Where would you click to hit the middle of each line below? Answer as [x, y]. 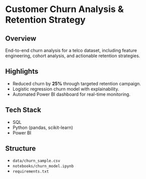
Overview [21, 38]
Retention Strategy [45, 20]
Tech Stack [23, 110]
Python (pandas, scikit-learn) [43, 127]
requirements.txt [31, 171]
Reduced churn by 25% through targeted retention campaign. [77, 83]
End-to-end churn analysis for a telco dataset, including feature [71, 50]
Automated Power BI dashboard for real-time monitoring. [71, 94]
